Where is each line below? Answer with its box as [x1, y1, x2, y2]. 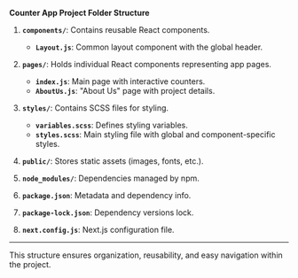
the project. [9, 259, 51, 269]
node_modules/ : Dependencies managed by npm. [21, 173, 200, 183]
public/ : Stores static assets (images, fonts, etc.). [21, 156, 204, 166]
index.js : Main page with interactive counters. [35, 76, 206, 87]
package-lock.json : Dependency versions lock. [21, 207, 194, 218]
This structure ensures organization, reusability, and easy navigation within [9, 250, 284, 260]
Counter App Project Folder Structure [9, 8, 150, 18]
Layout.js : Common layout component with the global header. [35, 42, 263, 52]
